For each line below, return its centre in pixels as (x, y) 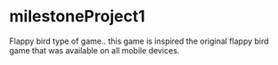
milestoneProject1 (77, 16)
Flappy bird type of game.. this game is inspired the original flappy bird (139, 41)
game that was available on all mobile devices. (94, 50)
